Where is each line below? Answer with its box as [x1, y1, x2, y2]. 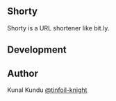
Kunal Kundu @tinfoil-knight [7, 86, 88, 94]
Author [7, 67, 38, 79]
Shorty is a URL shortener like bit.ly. [7, 24, 110, 32]
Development [7, 44, 67, 56]
